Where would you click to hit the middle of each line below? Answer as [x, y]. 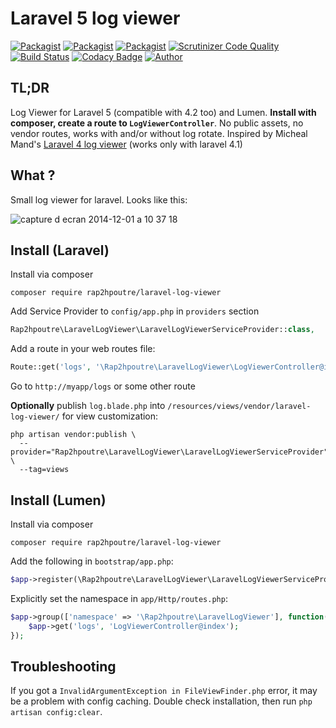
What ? [33, 175]
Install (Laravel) [60, 250]
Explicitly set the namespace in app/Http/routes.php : [119, 598]
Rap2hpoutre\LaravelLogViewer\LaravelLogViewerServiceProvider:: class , [162, 330]
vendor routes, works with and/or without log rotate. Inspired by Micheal [159, 133]
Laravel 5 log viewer [95, 18]
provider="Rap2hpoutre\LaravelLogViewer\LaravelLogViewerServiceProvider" [169, 452]
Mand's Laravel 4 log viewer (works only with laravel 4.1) [126, 144]
